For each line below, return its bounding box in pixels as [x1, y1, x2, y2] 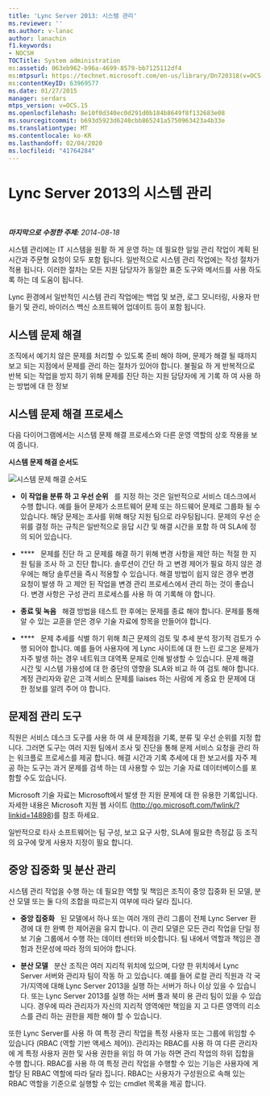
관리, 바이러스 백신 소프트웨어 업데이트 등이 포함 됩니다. [31, 302, 206, 312]
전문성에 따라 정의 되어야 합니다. [35, 944, 137, 953]
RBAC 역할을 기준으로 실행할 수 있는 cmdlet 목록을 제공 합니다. [8, 1078, 207, 1088]
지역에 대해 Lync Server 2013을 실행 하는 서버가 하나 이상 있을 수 [29, 981, 235, 990]
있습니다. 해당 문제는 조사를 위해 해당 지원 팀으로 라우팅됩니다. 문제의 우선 [19, 511, 252, 521]
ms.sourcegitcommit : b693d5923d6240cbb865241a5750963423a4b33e [8, 117, 226, 125]
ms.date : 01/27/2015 [8, 86, 78, 95]
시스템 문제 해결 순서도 [8, 457, 79, 467]
